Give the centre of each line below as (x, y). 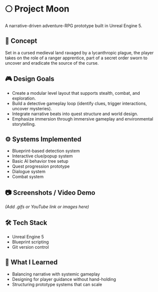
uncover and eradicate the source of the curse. (52, 63)
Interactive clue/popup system (42, 156)
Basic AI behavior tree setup (40, 161)
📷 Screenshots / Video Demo (50, 193)
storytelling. (24, 124)
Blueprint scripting (30, 242)
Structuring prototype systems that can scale (57, 284)
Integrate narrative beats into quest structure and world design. (75, 114)
